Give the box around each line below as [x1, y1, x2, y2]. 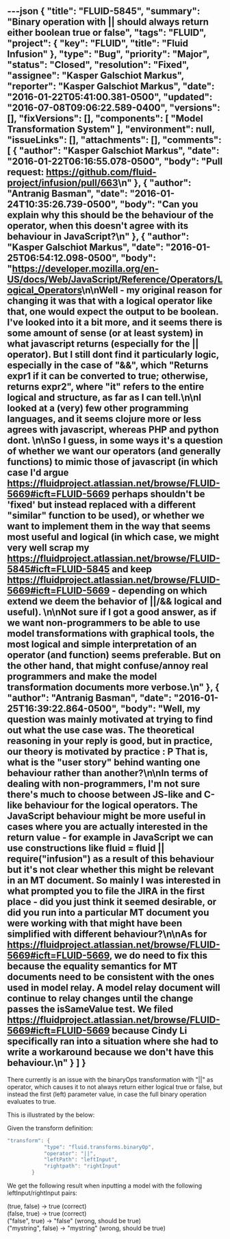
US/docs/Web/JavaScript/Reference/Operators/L [7, 274, 223, 286]
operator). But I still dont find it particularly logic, [7, 349, 219, 361]
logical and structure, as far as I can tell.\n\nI [7, 391, 202, 404]
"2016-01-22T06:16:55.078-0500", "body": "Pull [7, 156, 223, 168]
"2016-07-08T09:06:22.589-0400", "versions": [7, 102, 220, 114]
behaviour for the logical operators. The [24, 799, 199, 811]
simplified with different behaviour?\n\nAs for [7, 929, 207, 940]
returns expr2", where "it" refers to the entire [7, 381, 205, 393]
